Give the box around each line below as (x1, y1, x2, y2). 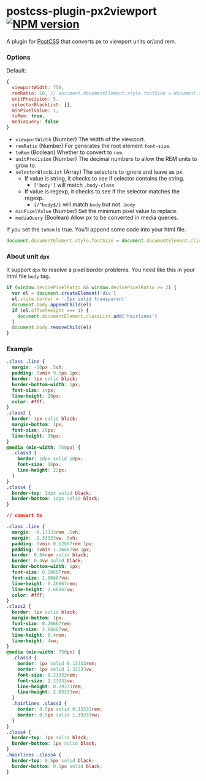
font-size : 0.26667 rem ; (12, 620, 72, 627)
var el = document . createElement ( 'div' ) (12, 290, 116, 297)
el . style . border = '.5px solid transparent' (12, 296, 128, 302)
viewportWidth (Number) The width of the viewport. (15, 136, 146, 143)
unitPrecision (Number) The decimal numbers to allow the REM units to (15, 155, 197, 163)
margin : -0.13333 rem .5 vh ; (12, 529, 81, 535)
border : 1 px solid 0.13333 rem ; (17, 661, 97, 667)
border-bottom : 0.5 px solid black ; (12, 763, 103, 769)
